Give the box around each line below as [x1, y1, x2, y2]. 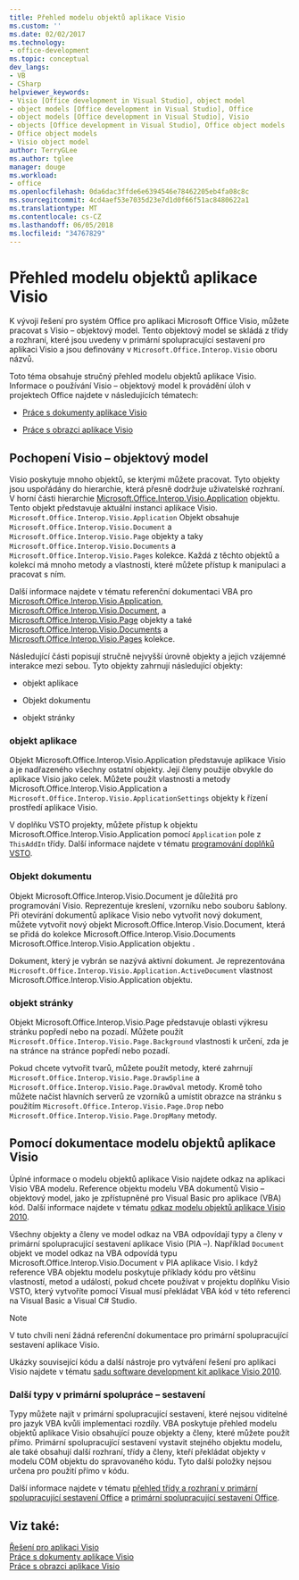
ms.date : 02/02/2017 [9, 29, 87, 38]
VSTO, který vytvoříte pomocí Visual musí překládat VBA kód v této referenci [9, 1285, 291, 1296]
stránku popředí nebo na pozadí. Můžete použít [9, 1027, 184, 1037]
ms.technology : [9, 37, 66, 47]
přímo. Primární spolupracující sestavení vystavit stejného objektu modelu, [9, 1437, 283, 1448]
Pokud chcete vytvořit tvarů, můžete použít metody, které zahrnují [9, 1063, 253, 1074]
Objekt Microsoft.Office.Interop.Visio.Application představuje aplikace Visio [9, 755, 286, 766]
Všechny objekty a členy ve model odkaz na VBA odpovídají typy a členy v [9, 1228, 283, 1239]
